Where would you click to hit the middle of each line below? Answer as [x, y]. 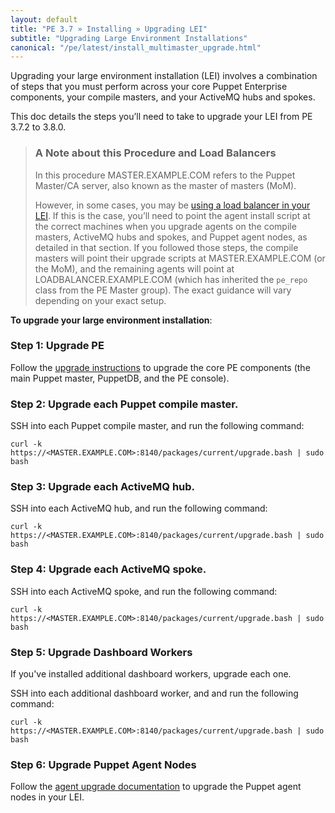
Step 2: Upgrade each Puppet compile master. [124, 404]
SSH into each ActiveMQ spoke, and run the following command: [144, 591]
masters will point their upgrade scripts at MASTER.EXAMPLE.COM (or [180, 258]
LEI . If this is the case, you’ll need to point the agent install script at [172, 215]
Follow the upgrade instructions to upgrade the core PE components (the [160, 367]
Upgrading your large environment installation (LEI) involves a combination [164, 76]
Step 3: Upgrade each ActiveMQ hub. [103, 487]
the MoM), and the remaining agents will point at [134, 268]
